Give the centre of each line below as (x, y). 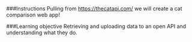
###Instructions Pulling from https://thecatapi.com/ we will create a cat (94, 9)
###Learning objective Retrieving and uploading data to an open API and (96, 26)
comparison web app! (33, 15)
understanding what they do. (42, 33)
